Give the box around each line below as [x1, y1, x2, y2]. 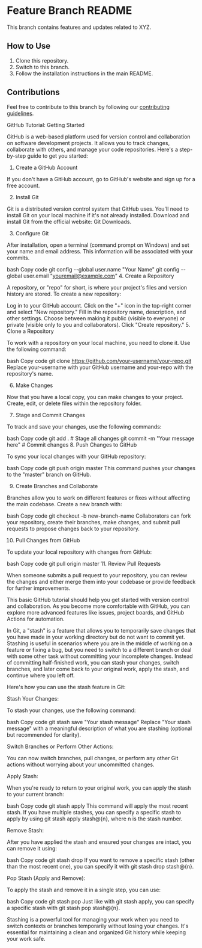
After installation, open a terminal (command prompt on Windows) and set [7, 241, 189, 249]
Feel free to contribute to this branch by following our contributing [7, 103, 170, 110]
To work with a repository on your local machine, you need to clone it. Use [7, 339, 191, 346]
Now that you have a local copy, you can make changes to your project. [7, 393, 183, 400]
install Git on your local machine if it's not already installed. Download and [7, 211, 189, 218]
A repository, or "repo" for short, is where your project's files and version [7, 283, 188, 291]
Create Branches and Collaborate [15, 482, 98, 489]
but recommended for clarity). [7, 731, 82, 738]
